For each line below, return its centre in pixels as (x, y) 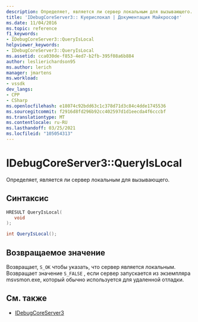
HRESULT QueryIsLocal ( (34, 212)
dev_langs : (20, 89)
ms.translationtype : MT (36, 117)
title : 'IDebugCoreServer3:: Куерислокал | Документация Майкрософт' (94, 17)
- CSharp (17, 100)
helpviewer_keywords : (33, 45)
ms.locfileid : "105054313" (40, 134)
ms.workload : (22, 78)
